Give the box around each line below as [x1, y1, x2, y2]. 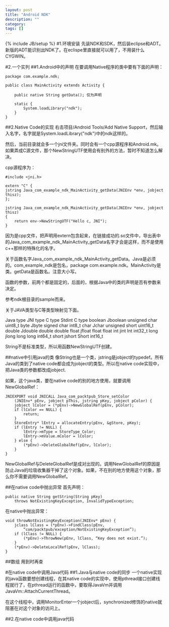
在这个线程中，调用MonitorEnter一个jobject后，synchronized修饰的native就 [5, 599, 162, 605]
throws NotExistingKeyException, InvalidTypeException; [14, 499, 135, 504]
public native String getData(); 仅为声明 [14, 93, 102, 98]
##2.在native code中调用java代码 [5, 616, 74, 622]
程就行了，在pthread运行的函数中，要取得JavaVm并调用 [5, 582, 122, 588]
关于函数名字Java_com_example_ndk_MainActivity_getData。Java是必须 [5, 256, 156, 262]
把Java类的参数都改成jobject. [5, 367, 66, 373]
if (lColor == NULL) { [14, 407, 62, 413]
